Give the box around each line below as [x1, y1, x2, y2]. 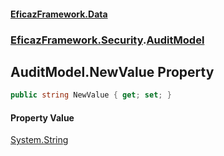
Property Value [10, 111, 75, 124]
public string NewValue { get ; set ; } [10, 90, 172, 100]
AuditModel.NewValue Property [10, 63, 215, 80]
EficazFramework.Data [10, 8, 108, 20]
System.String [10, 134, 69, 146]
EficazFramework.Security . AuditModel [10, 33, 205, 47]
